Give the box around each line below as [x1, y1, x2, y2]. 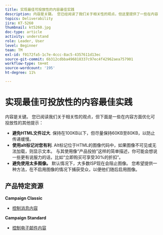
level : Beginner [5, 43, 38, 48]
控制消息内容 [12, 205, 38, 211]
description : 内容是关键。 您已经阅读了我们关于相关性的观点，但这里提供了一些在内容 [5, 12, 159, 16]
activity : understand [5, 34, 49, 39]
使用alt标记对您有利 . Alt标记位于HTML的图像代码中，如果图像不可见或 [12, 142, 152, 148]
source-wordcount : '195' [5, 66, 55, 71]
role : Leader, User [5, 39, 45, 44]
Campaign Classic [5, 195, 43, 201]
